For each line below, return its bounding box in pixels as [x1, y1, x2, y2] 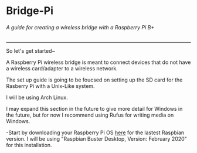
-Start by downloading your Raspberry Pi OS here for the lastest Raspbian [6, 129, 185, 136]
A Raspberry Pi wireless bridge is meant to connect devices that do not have [6, 59, 191, 66]
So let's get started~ [6, 47, 56, 55]
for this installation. [6, 142, 52, 149]
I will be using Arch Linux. [6, 94, 69, 101]
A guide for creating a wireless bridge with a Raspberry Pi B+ [6, 23, 155, 30]
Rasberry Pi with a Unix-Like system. [6, 83, 95, 90]
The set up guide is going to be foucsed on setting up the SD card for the [6, 76, 183, 83]
